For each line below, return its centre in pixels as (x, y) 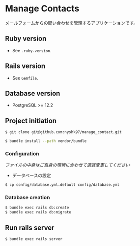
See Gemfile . (25, 78)
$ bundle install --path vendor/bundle (46, 141)
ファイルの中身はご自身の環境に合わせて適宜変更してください (68, 165)
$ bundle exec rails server (34, 239)
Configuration (22, 153)
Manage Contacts (42, 9)
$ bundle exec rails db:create (37, 208)
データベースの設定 (32, 176)
